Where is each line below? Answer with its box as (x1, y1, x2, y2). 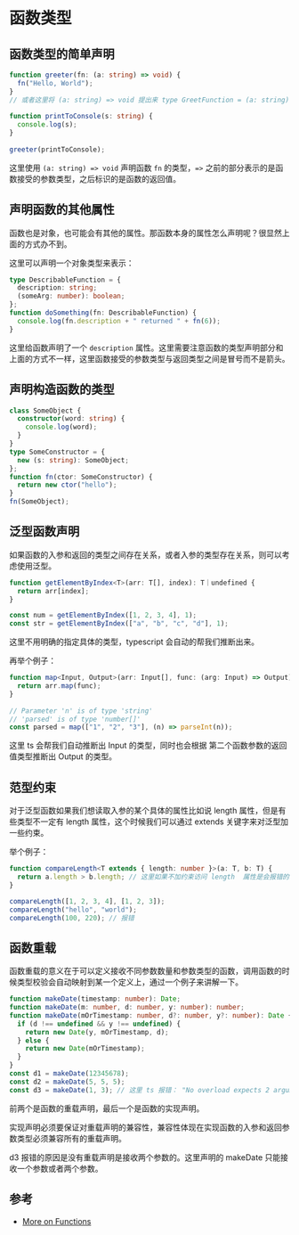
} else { (17, 1035, 50, 1045)
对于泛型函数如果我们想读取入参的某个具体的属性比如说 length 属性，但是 (9, 806, 279, 816)
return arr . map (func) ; (17, 682, 101, 691)
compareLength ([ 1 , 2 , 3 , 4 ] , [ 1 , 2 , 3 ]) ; (9, 896, 166, 905)
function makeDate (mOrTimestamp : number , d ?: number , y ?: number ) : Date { (9, 1010, 293, 1020)
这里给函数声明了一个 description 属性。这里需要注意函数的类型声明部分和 (9, 342, 284, 353)
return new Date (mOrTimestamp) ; (25, 1044, 145, 1053)
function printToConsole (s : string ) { (9, 112, 153, 121)
